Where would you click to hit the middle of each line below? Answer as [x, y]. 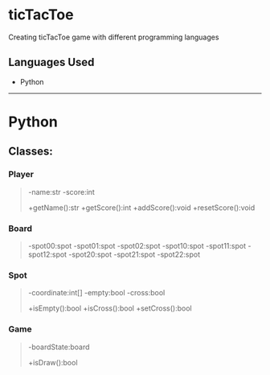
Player [21, 175]
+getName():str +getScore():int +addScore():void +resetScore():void [141, 208]
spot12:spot [47, 254]
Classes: [31, 152]
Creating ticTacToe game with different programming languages [114, 37]
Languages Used [51, 62]
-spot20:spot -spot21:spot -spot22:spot [134, 254]
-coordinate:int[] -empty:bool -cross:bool [96, 293]
